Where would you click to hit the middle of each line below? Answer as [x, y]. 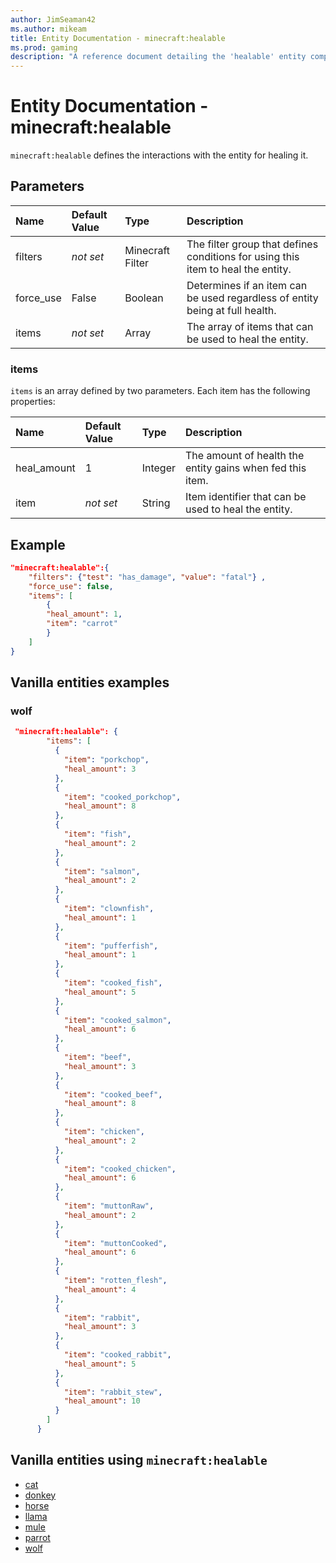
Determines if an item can [247, 285]
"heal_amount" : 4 [100, 1289]
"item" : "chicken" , [104, 1132]
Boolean [144, 298]
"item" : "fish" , [97, 834]
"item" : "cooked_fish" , [113, 983]
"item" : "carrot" [82, 624]
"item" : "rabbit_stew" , [113, 1392]
